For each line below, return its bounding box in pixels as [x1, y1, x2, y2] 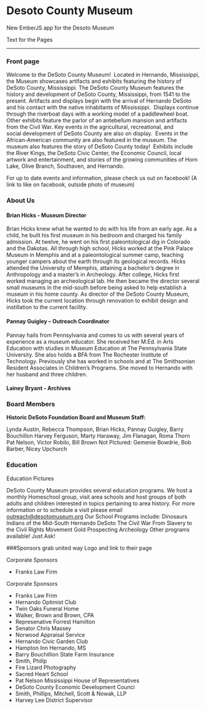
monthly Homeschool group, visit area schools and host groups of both [6, 493, 186, 500]
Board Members [6, 400, 55, 409]
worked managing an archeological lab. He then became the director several [6, 277, 200, 285]
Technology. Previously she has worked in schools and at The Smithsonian [6, 357, 195, 365]
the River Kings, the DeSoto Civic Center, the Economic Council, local [6, 149, 182, 157]
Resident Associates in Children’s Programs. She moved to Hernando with [6, 364, 193, 371]
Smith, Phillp [15, 657, 47, 665]
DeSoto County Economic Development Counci [15, 683, 135, 690]
